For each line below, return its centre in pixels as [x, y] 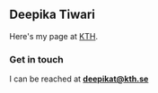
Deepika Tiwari [53, 15]
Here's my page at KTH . [54, 36]
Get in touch [37, 59]
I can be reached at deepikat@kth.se [79, 79]
